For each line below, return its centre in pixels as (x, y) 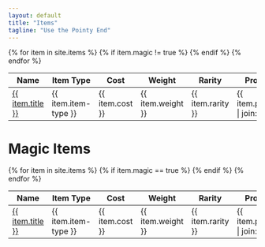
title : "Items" (33, 23)
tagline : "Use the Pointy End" (60, 30)
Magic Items (49, 149)
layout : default (35, 15)
